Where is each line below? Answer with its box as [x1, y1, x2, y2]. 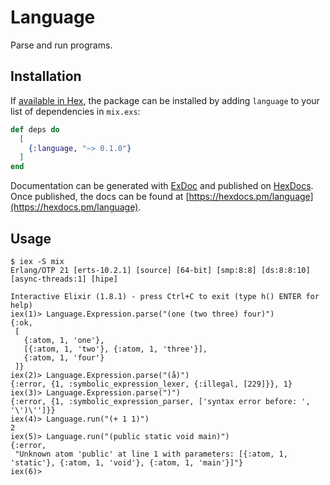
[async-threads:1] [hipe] [10, 274, 118, 284]
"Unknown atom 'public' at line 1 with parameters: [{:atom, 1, [14, 449, 288, 459]
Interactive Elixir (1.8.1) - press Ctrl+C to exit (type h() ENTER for [10, 291, 320, 301]
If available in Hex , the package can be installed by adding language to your [10, 94, 320, 106]
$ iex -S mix [10, 256, 65, 266]
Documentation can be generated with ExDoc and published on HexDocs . [10, 180, 314, 192]
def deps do [10, 124, 60, 135]
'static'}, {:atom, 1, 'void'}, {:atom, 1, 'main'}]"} [10, 457, 244, 468]
